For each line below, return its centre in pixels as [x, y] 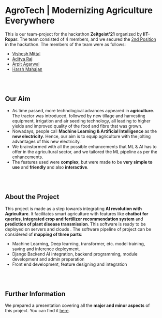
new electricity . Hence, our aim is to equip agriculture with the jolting [81, 136]
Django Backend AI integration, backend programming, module [75, 254]
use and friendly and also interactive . [50, 167]
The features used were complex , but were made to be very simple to [82, 162]
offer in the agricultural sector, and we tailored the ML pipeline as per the [85, 151]
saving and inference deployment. [46, 249]
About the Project [32, 197]
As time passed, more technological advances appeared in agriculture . [83, 110]
